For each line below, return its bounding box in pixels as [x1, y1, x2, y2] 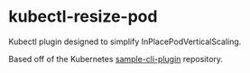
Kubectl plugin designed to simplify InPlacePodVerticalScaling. [8, 36, 242, 47]
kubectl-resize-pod [8, 6, 158, 27]
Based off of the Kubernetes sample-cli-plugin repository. [8, 53, 223, 64]
